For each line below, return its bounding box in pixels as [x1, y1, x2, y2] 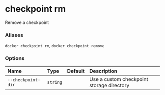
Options [5, 55, 25, 62]
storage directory [89, 82, 130, 89]
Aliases [5, 32, 24, 38]
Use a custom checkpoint [89, 76, 148, 82]
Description [89, 67, 118, 74]
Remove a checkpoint [5, 19, 49, 25]
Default [67, 67, 85, 74]
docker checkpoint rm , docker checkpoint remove [5, 43, 105, 49]
